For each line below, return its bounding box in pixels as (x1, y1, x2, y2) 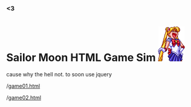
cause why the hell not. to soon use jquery (6, 70, 112, 78)
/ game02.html (6, 94, 41, 101)
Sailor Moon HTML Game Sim (6, 51, 156, 64)
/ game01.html (6, 82, 40, 90)
